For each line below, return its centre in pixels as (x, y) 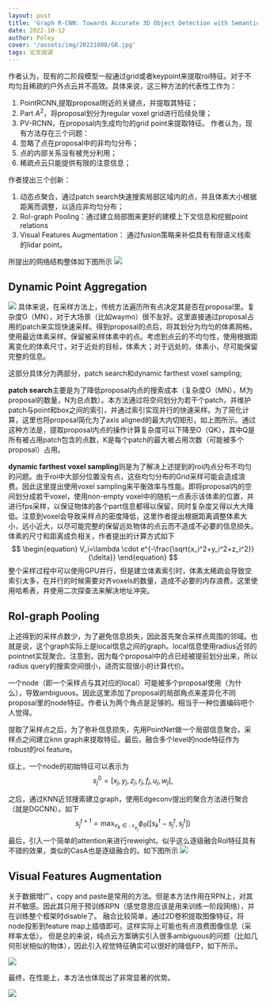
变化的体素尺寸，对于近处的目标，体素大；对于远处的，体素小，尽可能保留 (136, 347)
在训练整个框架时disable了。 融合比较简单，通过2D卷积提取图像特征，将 (126, 916)
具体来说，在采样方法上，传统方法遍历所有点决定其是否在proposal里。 (133, 307)
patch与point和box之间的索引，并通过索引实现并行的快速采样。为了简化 (125, 410)
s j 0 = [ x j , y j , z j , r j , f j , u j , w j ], (133, 781)
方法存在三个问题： (58, 133)
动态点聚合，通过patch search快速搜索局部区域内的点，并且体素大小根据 (138, 196)
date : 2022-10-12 (37, 30)
